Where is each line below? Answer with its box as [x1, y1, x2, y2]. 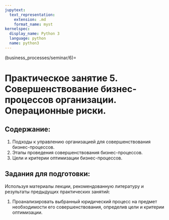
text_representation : [9, 12, 55, 17]
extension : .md [14, 17, 46, 22]
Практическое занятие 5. [5, 72, 118, 84]
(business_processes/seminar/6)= [5, 54, 77, 61]
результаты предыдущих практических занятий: [5, 188, 110, 195]
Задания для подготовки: [5, 170, 90, 178]
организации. [55, 94, 117, 105]
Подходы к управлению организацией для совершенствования [12, 139, 151, 145]
